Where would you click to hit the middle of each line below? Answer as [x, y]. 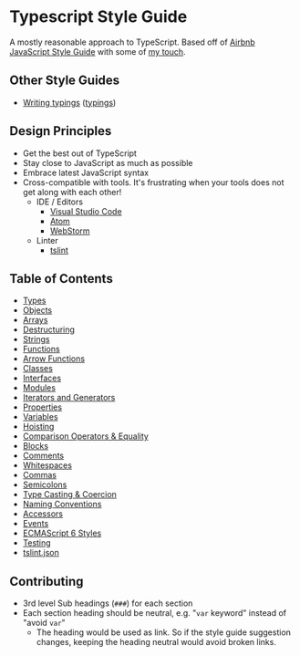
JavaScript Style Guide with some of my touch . [98, 51]
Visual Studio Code [86, 211]
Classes [37, 369]
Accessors [43, 514]
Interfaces [42, 378]
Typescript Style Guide [98, 17]
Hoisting [38, 427]
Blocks [35, 446]
